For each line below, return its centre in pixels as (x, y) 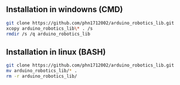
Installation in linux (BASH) (56, 52)
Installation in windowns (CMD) (64, 10)
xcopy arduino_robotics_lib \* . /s (50, 29)
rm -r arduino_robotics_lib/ (42, 76)
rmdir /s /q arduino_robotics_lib (48, 34)
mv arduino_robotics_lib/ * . (42, 71)
